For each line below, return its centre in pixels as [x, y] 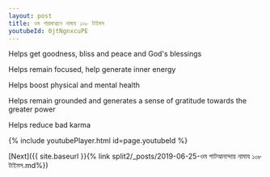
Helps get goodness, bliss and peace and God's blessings [105, 54]
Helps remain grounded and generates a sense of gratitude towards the [128, 101]
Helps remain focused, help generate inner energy [92, 70]
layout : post [30, 16]
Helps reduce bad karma [50, 125]
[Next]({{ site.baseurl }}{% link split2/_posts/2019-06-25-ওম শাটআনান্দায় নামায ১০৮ [135, 156]
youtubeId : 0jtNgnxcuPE [49, 31]
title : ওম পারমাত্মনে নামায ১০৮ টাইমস [57, 23]
